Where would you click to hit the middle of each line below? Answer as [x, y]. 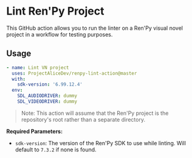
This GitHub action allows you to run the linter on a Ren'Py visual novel [95, 28]
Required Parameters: [34, 131]
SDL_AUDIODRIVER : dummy [47, 96]
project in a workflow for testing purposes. [60, 34]
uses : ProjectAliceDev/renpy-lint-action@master [74, 73]
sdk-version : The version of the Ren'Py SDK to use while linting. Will [101, 143]
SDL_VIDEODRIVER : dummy [47, 101]
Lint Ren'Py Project [55, 11]
